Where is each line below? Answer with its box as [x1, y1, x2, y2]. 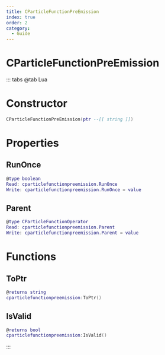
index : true [6, 14, 35, 20]
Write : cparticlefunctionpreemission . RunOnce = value [6, 186, 142, 193]
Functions [6, 250, 56, 264]
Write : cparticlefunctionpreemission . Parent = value [6, 230, 139, 236]
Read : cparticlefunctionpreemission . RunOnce [6, 181, 118, 187]
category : [6, 25, 31, 31]
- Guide [11, 31, 31, 37]
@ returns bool [6, 327, 41, 333]
